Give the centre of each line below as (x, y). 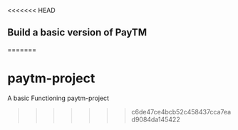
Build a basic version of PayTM (77, 32)
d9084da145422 (156, 119)
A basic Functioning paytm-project (58, 98)
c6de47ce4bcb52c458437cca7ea (181, 112)
